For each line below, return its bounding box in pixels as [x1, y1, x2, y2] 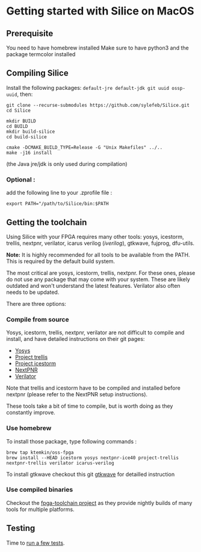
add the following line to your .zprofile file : [6, 189, 113, 197]
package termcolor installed [6, 51, 76, 58]
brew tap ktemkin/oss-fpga [6, 449, 74, 455]
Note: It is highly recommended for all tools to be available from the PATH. [6, 251, 190, 258]
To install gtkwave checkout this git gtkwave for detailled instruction [6, 471, 175, 478]
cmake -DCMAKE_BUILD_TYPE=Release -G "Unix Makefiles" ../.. [6, 144, 163, 150]
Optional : [6, 175, 36, 183]
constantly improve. [6, 409, 55, 416]
